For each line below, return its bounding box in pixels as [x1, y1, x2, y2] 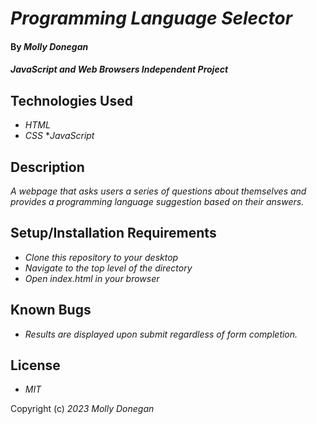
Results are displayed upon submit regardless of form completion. [24, 328, 298, 340]
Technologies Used [10, 92, 133, 109]
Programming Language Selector [10, 7, 293, 30]
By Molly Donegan [10, 40, 89, 52]
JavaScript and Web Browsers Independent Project [10, 63, 229, 76]
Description [10, 158, 85, 176]
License [10, 357, 61, 374]
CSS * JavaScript [24, 130, 95, 142]
